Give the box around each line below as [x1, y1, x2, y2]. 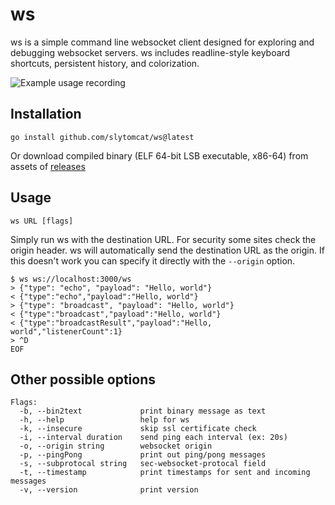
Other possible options [10, 371, 156, 388]
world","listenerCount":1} [10, 326, 123, 337]
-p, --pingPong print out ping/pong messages [19, 450, 267, 460]
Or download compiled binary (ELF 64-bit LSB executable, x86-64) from [10, 149, 309, 162]
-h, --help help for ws [19, 415, 190, 425]
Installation [10, 106, 82, 123]
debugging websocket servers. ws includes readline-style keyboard [10, 46, 291, 58]
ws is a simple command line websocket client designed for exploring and [10, 36, 315, 48]
